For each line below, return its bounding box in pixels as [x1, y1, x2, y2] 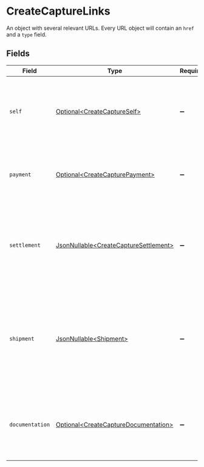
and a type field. [6, 30, 47, 38]
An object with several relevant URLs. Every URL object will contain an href [6, 24, 194, 32]
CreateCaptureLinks [6, 4, 110, 18]
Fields [6, 49, 30, 59]
